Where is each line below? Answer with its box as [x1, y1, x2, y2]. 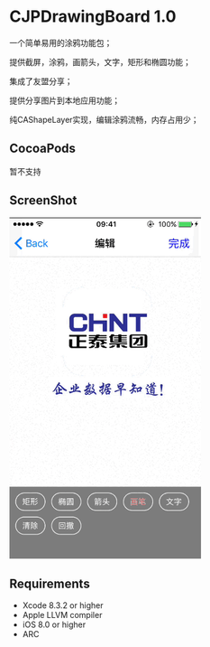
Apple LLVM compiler [22, 610, 103, 621]
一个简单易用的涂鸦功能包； [9, 37, 113, 48]
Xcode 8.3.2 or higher [22, 600, 104, 611]
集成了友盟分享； [9, 75, 73, 87]
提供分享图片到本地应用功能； [9, 95, 120, 106]
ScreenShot [9, 192, 78, 209]
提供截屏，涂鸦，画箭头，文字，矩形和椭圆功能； [9, 56, 191, 67]
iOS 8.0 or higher [22, 619, 87, 630]
